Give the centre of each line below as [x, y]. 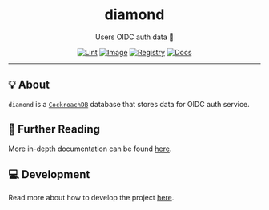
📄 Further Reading [54, 129]
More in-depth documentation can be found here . [90, 149]
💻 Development [49, 174]
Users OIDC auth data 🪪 [134, 37]
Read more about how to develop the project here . [91, 198]
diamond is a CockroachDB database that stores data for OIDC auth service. [129, 104]
